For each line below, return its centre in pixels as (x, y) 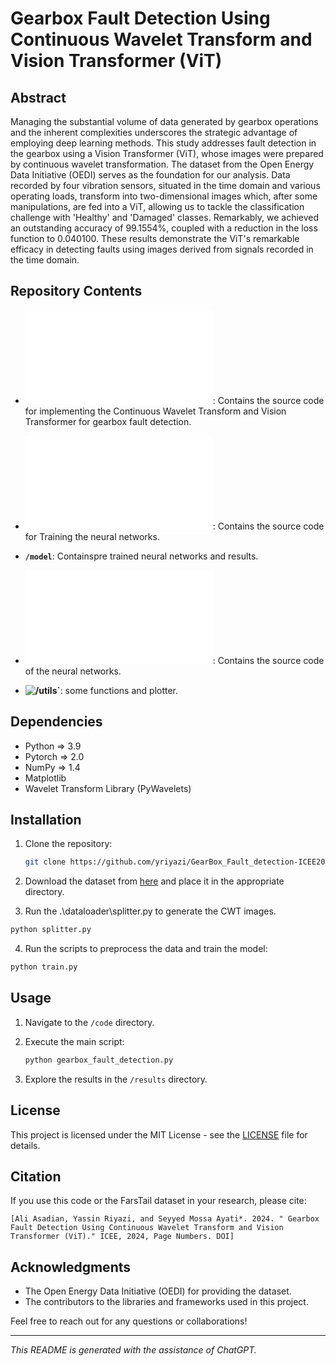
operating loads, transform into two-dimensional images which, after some (164, 196)
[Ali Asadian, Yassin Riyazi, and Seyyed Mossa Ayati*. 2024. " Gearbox (165, 1219)
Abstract (38, 97)
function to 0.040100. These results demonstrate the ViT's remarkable (155, 238)
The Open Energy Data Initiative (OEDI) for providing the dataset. (158, 1291)
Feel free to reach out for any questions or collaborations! (129, 1321)
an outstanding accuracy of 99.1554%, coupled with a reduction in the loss (164, 228)
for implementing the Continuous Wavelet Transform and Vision (155, 411)
